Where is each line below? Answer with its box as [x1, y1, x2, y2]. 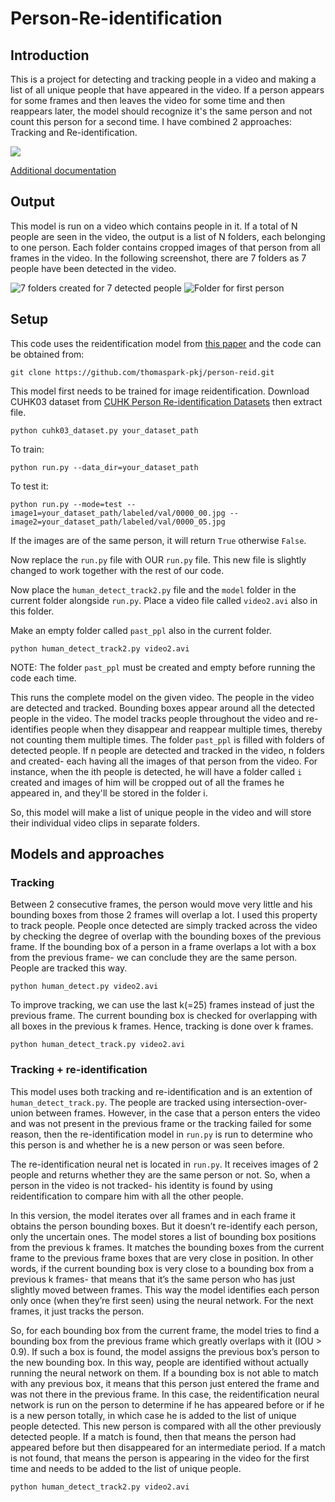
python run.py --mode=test [10, 499, 123, 509]
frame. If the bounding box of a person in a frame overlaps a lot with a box [10, 941, 317, 953]
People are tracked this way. [10, 962, 128, 974]
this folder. [10, 605, 55, 617]
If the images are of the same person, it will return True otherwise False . [10, 534, 307, 546]
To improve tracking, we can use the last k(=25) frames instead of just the [10, 999, 315, 1011]
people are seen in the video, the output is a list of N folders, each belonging [10, 230, 326, 242]
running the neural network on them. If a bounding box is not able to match [10, 1367, 319, 1379]
